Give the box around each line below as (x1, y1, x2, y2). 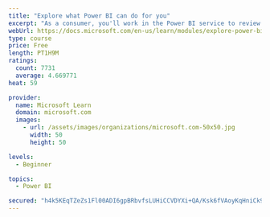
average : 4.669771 (15, 72, 78, 80)
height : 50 (29, 138, 67, 146)
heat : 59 (8, 79, 38, 87)
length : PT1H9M (8, 49, 59, 57)
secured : (8, 197, 38, 205)
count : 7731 (15, 64, 56, 72)
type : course (8, 34, 52, 43)
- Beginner (15, 160, 52, 169)
